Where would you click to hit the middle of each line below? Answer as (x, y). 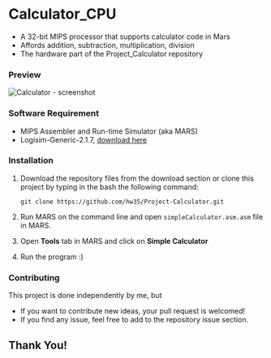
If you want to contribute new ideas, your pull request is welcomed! (133, 311)
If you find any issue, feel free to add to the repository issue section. (134, 320)
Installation (31, 160)
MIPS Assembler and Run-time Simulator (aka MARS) (109, 131)
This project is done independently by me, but (85, 296)
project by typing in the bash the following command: (109, 186)
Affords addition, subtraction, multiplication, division (107, 45)
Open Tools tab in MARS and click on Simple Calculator (114, 241)
